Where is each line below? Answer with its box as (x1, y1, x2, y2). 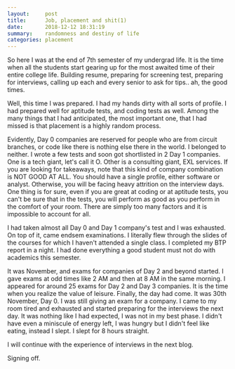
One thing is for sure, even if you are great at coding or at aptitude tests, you (7, 188, 229, 196)
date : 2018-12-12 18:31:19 (7, 23, 105, 30)
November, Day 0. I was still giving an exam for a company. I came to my (7, 297, 217, 306)
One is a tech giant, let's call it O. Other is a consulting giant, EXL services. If (7, 157, 228, 166)
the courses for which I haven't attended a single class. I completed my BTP (7, 238, 227, 247)
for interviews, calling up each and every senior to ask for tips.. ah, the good (7, 78, 228, 86)
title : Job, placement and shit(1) (7, 17, 128, 24)
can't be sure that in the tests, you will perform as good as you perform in (7, 195, 220, 204)
